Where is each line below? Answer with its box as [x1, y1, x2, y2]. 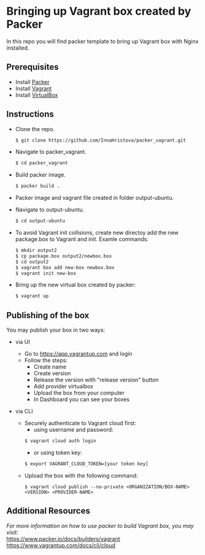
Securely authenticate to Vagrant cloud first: [24, 419, 136, 427]
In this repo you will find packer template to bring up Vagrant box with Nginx [6, 37, 199, 45]
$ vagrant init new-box [15, 270, 77, 277]
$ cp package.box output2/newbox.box [15, 253, 112, 259]
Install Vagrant [15, 85, 52, 92]
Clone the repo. [15, 125, 55, 132]
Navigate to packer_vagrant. [15, 148, 87, 156]
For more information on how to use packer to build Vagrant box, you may [6, 522, 195, 529]
